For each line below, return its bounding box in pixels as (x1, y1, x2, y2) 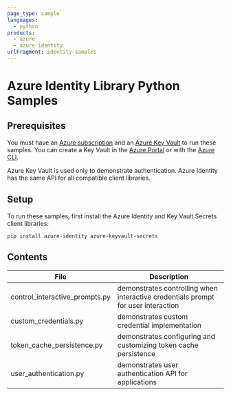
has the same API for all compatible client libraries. (7, 174, 151, 182)
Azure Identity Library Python (7, 79, 180, 94)
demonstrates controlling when (117, 283, 218, 293)
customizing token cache (117, 340, 199, 350)
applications (117, 377, 157, 386)
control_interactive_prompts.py (10, 292, 111, 302)
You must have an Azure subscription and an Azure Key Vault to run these (7, 138, 217, 147)
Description (149, 271, 189, 281)
